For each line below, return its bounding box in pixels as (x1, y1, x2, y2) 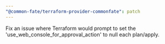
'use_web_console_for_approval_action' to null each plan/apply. (5, 31, 160, 38)
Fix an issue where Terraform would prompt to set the (5, 25, 136, 32)
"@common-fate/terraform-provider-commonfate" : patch (5, 8, 141, 15)
